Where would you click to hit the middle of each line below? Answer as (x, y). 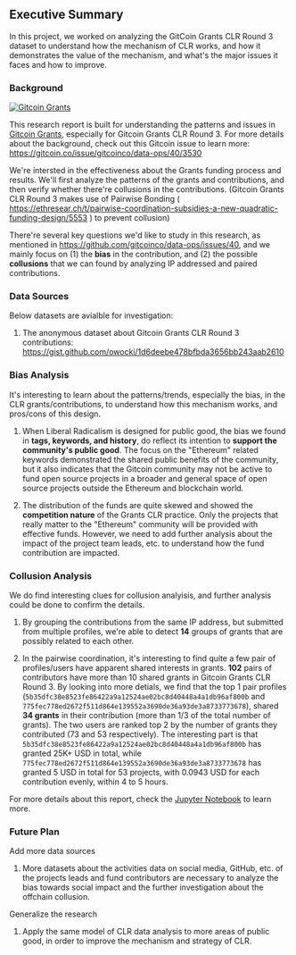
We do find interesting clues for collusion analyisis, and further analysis (140, 595)
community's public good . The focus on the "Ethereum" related (140, 449)
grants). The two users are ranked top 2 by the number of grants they (150, 725)
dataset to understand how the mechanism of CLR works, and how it (135, 46)
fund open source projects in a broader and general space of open (144, 478)
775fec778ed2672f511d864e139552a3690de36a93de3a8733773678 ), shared (150, 706)
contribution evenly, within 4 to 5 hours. (95, 782)
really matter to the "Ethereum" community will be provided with (140, 524)
